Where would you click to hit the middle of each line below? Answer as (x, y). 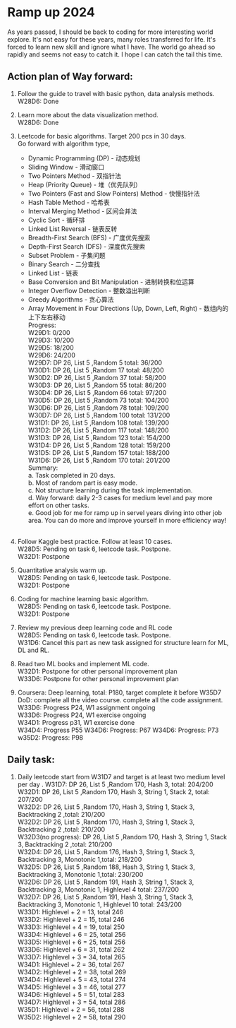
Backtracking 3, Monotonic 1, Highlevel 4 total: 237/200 (98, 889)
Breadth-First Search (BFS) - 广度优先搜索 (89, 237)
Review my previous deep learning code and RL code (95, 627)
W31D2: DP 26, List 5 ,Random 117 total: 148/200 (98, 430)
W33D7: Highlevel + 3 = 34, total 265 (71, 957)
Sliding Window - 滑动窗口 (66, 167)
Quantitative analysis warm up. (62, 570)
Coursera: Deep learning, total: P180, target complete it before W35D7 (119, 692)
